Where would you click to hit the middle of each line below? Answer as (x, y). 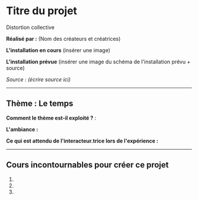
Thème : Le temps (40, 104)
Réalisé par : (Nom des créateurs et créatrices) (63, 38)
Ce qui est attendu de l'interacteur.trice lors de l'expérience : (82, 141)
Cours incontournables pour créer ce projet (88, 165)
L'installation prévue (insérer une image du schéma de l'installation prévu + (98, 62)
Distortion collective (30, 27)
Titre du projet (42, 11)
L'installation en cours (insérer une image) (58, 50)
